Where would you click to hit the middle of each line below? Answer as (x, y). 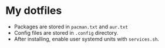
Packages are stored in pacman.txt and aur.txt (71, 27)
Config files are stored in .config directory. (66, 32)
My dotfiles (34, 11)
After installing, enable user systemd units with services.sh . (87, 39)
